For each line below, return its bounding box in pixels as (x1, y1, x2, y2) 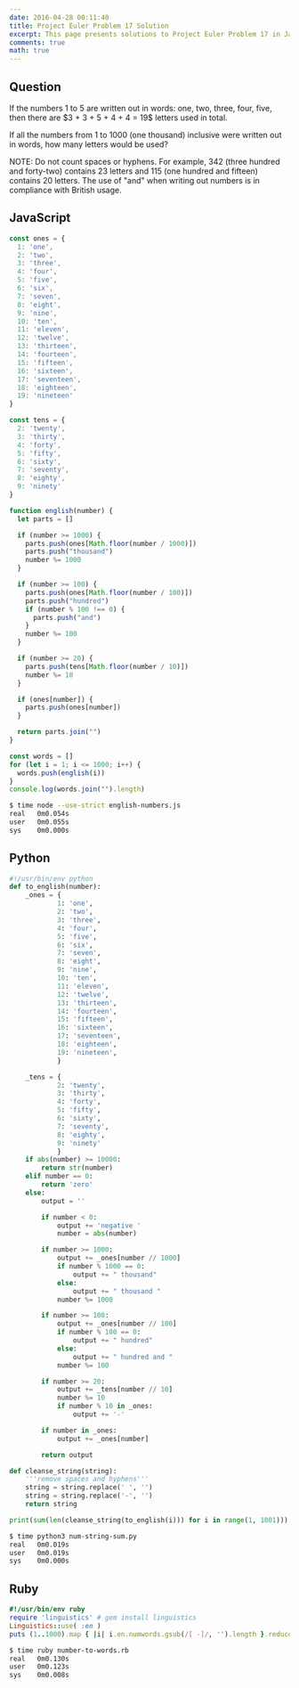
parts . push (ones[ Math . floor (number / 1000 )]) (25, 539, 198, 548)
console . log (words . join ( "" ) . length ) (9, 785, 145, 794)
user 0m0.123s (9, 1662, 69, 1671)
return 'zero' (41, 1180, 93, 1189)
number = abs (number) (56, 1229, 138, 1238)
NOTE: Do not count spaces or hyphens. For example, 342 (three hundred (9, 156, 280, 167)
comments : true (9, 37, 66, 47)
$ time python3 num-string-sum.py (9, 1531, 138, 1541)
